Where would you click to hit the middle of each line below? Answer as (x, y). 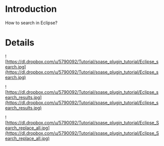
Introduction (31, 9)
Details (20, 43)
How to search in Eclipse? (31, 23)
